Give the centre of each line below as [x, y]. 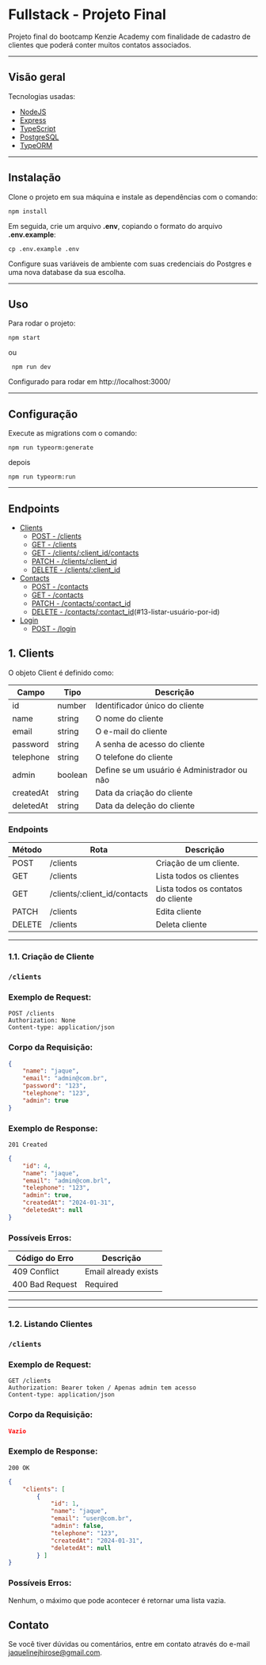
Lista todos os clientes [197, 876]
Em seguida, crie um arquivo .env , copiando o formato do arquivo [116, 226]
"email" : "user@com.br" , [91, 1518]
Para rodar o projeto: [42, 323]
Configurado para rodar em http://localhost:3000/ [89, 382]
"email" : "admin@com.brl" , [67, 1181]
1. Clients [31, 654]
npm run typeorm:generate [51, 448]
